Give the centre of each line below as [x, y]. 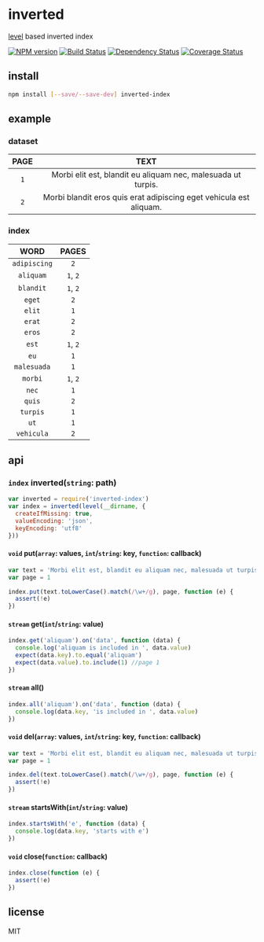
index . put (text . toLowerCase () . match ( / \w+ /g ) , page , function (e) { [121, 591]
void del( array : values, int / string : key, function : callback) [104, 737]
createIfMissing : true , [54, 514]
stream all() [26, 688]
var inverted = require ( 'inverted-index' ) [79, 499]
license [26, 913]
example [30, 119]
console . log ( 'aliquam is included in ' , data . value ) [103, 648]
